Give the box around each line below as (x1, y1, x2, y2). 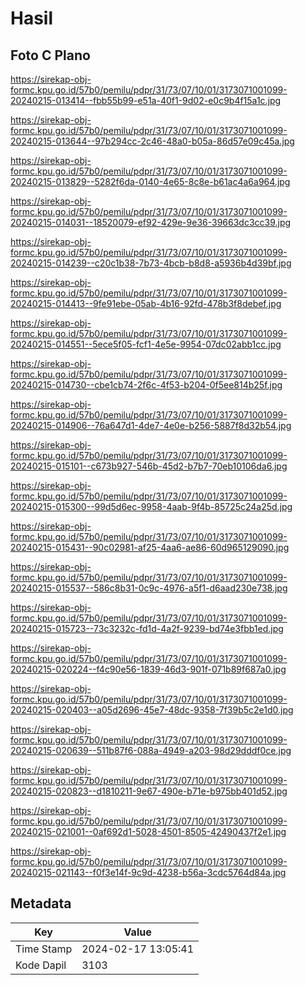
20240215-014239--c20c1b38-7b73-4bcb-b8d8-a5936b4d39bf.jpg (10, 257, 292, 269)
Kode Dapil (15, 958, 67, 972)
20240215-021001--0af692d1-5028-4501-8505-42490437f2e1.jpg (10, 826, 287, 837)
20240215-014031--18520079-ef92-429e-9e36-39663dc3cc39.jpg (10, 217, 292, 228)
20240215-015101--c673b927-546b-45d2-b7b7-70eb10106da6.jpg (10, 460, 288, 472)
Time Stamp (15, 942, 73, 956)
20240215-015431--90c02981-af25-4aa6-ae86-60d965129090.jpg (10, 542, 290, 553)
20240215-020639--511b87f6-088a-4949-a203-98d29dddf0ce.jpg (10, 745, 292, 756)
